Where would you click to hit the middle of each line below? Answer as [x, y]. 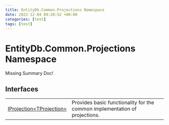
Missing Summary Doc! [29, 73]
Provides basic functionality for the [113, 102]
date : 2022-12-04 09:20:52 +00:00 [41, 15]
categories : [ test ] [26, 19]
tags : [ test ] [19, 24]
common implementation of [104, 109]
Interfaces [22, 89]
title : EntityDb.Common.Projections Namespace [55, 10]
